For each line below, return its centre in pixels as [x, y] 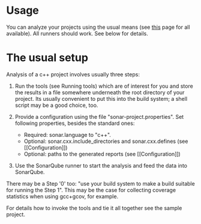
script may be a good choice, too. [56, 105]
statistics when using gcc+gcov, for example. [62, 196]
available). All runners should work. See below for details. [77, 33]
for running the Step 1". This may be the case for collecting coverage [91, 190]
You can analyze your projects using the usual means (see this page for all [98, 27]
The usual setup [47, 58]
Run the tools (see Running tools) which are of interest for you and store [104, 86]
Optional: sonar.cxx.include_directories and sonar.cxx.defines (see [106, 141]
